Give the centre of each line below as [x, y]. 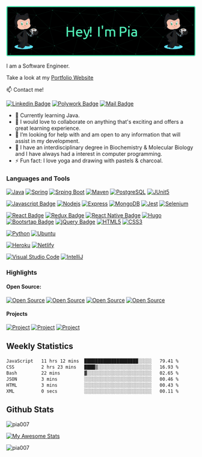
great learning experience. [48, 128]
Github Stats [30, 410]
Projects [17, 314]
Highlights [22, 272]
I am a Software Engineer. [38, 66]
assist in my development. [47, 141]
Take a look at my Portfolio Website [50, 78]
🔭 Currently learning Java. [47, 115]
